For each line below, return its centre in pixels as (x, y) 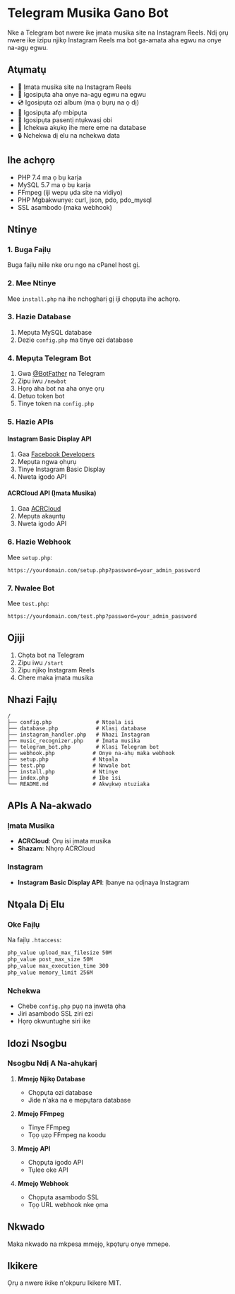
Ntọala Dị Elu (36, 904)
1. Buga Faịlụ (29, 249)
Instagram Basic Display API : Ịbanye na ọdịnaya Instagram (103, 882)
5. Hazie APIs (31, 422)
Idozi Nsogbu (37, 1043)
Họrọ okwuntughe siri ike (54, 1021)
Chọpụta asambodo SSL (63, 1197)
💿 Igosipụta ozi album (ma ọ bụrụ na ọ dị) (78, 102)
